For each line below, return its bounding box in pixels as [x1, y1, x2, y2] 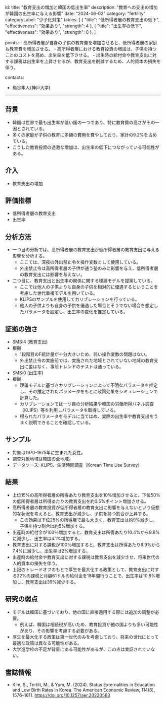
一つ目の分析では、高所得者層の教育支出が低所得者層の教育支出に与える [12, 247, 160, 253]
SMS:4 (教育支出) [12, 339, 48, 345]
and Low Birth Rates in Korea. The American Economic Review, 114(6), [12, 687, 155, 693]
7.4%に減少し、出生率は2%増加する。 [12, 548, 90, 554]
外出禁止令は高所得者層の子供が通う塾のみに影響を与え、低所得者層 [19, 265, 159, 272]
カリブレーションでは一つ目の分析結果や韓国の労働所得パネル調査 [19, 401, 154, 407]
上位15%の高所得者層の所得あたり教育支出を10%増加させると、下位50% [12, 492, 161, 498]
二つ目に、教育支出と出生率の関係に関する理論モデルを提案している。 [12, 278, 155, 284]
